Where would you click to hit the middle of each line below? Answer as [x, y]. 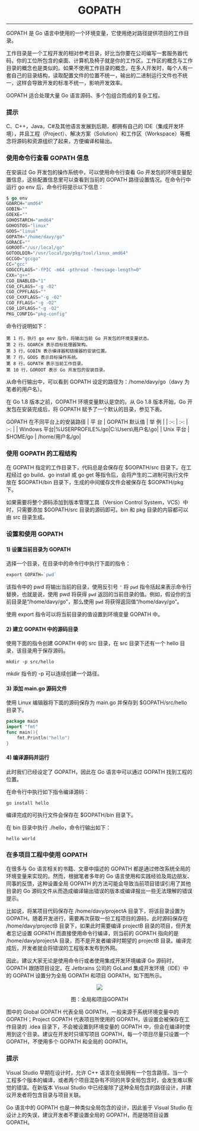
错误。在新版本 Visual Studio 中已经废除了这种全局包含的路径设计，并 [101, 1087]
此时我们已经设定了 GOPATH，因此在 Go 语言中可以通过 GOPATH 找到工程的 [99, 772]
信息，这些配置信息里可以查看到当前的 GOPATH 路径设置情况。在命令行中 [101, 179]
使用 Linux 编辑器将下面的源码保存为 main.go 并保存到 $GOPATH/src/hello [97, 703]
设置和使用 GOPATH [35, 534]
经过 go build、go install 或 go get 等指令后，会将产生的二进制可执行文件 [100, 475]
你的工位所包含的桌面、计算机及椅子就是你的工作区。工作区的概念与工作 [105, 61]
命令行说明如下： [27, 326]
